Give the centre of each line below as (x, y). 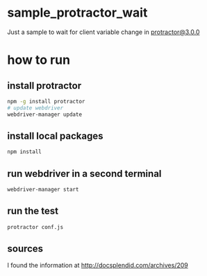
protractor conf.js (35, 227)
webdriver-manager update (44, 114)
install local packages (55, 136)
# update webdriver (35, 108)
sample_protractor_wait (77, 13)
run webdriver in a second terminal (84, 174)
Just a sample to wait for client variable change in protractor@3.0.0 (104, 32)
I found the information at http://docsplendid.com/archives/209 (98, 266)
